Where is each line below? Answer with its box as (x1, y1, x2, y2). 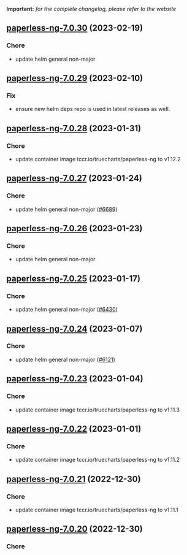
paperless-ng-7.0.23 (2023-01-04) (6, 373, 143, 384)
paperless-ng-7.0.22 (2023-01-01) (6, 423, 142, 434)
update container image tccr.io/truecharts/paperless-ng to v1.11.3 (15, 406, 180, 413)
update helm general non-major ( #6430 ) (15, 306, 118, 313)
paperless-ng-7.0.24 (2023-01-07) (6, 323, 143, 334)
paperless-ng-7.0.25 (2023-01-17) (6, 273, 141, 284)
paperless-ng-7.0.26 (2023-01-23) (6, 223, 143, 234)
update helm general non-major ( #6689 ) (15, 205, 118, 213)
